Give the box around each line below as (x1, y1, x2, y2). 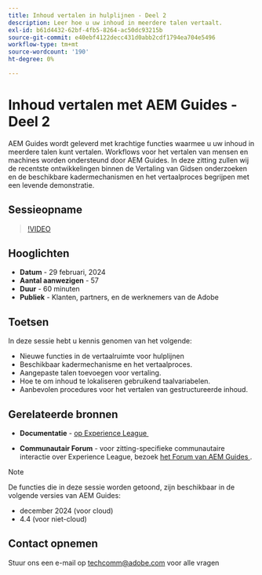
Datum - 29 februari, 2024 (19, 268, 106, 277)
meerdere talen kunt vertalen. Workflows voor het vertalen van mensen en (8, 147, 249, 156)
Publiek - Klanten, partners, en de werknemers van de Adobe (19, 292, 220, 302)
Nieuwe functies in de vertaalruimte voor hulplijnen (19, 351, 184, 361)
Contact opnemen (8, 537, 98, 551)
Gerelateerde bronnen (8, 408, 118, 421)
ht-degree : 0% (8, 56, 55, 64)
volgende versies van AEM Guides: (8, 491, 122, 500)
